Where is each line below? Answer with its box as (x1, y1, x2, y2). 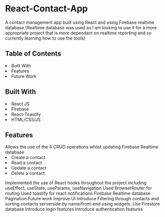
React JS (11, 101, 30, 107)
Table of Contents (5, 50, 62, 58)
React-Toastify (11, 111, 41, 117)
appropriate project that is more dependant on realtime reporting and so (5, 30, 152, 36)
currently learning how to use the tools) (5, 35, 85, 41)
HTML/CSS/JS (11, 116, 41, 122)
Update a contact (11, 165, 47, 171)
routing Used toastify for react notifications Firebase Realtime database (5, 190, 151, 196)
